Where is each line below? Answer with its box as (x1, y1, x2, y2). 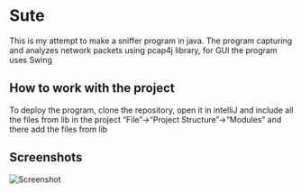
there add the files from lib (9, 124, 108, 134)
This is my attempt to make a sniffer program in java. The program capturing (9, 35, 293, 46)
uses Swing (9, 54, 52, 65)
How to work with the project (9, 80, 175, 96)
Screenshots (9, 150, 83, 165)
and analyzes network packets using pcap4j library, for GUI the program (9, 44, 278, 55)
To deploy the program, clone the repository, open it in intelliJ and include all (9, 105, 294, 115)
